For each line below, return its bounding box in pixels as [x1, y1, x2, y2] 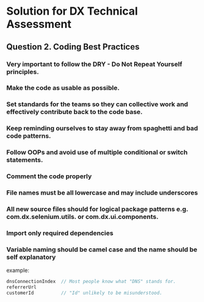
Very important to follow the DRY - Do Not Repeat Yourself [6, 60, 183, 68]
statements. [6, 156, 43, 164]
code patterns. [6, 132, 51, 140]
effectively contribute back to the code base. [6, 108, 143, 117]
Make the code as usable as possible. [6, 84, 120, 92]
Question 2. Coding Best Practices [6, 41, 140, 52]
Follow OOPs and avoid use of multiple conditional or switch [6, 148, 188, 157]
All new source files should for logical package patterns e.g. [6, 204, 188, 213]
